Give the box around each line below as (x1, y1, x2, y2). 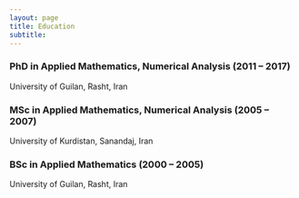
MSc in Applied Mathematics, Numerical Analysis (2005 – (9, 104, 270, 116)
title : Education (9, 22, 75, 31)
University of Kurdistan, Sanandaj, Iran (9, 135, 154, 146)
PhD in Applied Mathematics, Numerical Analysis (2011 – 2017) (9, 60, 291, 73)
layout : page (9, 13, 59, 23)
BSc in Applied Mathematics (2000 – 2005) (9, 158, 204, 171)
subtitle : (9, 30, 47, 39)
